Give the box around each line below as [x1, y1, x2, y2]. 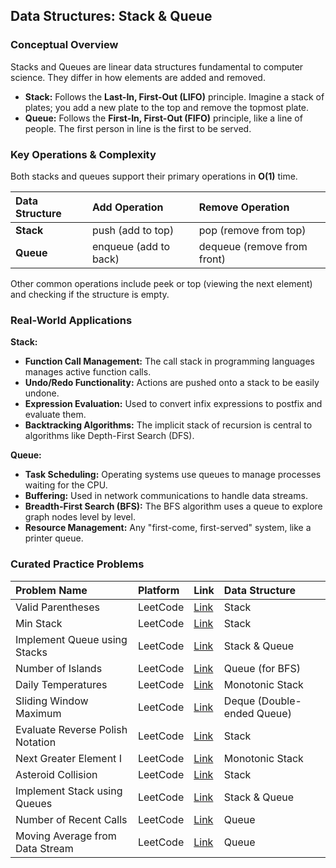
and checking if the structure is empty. [10, 288, 170, 300]
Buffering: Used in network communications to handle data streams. [24, 490, 308, 502]
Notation [15, 735, 57, 749]
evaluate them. [24, 409, 87, 421]
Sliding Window [15, 694, 89, 708]
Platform [137, 583, 180, 597]
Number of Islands [15, 661, 103, 675]
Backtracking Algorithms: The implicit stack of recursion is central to [24, 419, 313, 431]
